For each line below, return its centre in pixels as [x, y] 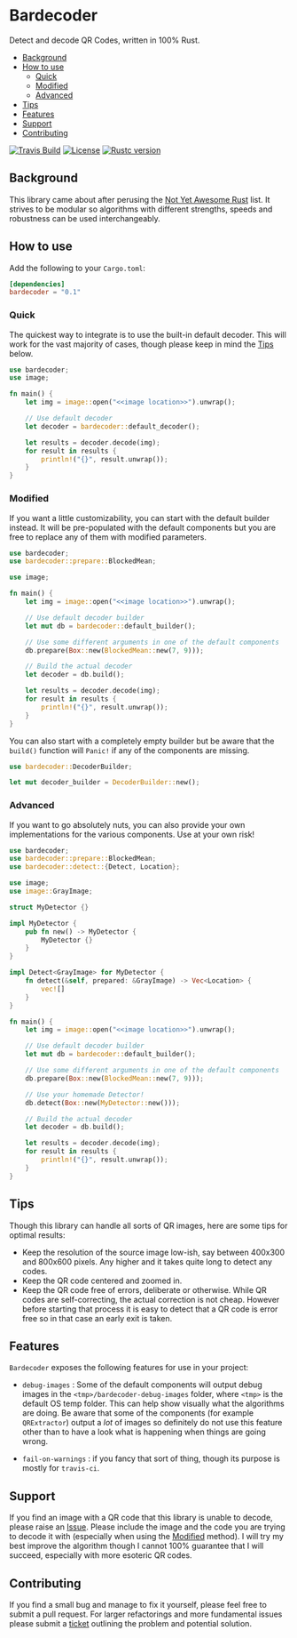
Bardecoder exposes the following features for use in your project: [129, 1368]
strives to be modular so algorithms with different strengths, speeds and [141, 209]
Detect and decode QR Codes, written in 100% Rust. [105, 40]
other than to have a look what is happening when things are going [144, 1432]
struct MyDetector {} [49, 907]
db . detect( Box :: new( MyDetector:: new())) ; [102, 1103]
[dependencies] [37, 284]
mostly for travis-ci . [61, 1468]
